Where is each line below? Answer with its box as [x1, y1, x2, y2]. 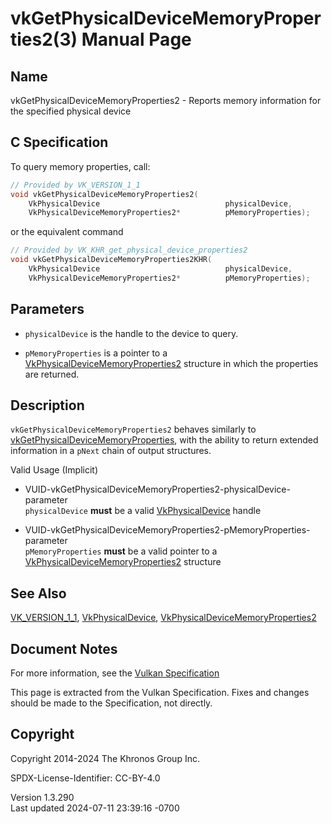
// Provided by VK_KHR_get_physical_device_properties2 [10, 245, 248, 256]
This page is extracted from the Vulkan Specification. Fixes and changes [10, 687, 310, 699]
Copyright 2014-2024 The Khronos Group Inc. [10, 752, 200, 764]
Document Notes [10, 640, 118, 657]
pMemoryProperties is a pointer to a [24, 347, 168, 359]
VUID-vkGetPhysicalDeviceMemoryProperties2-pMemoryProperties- [24, 524, 311, 536]
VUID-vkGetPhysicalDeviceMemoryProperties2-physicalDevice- [24, 483, 291, 496]
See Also [10, 585, 67, 602]
